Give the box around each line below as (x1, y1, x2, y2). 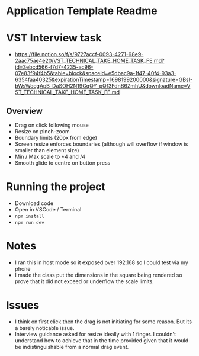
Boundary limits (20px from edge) (14, 134, 98, 141)
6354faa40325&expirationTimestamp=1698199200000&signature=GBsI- (14, 76, 193, 84)
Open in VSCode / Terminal (14, 206, 82, 213)
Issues (6, 299, 40, 312)
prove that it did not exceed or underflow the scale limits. (14, 277, 154, 285)
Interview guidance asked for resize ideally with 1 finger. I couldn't (14, 331, 176, 338)
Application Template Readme (6, 4, 158, 18)
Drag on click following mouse (14, 121, 89, 129)
